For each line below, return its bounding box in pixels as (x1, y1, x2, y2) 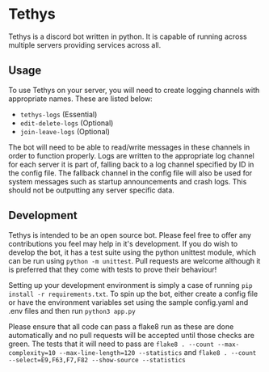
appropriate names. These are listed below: (8, 94, 153, 104)
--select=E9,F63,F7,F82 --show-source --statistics (8, 356, 186, 364)
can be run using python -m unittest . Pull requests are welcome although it (8, 256, 261, 265)
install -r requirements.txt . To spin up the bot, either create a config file (8, 289, 258, 298)
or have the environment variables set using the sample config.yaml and (8, 297, 249, 307)
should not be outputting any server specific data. (8, 185, 175, 195)
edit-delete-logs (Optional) (19, 118, 114, 128)
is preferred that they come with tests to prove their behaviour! (8, 264, 217, 274)
